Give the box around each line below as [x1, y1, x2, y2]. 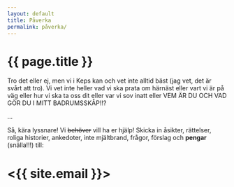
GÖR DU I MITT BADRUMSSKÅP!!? [7, 99, 107, 107]
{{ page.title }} [7, 53, 94, 69]
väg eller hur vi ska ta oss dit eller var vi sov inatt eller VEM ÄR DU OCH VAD [7, 92, 227, 100]
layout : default [7, 10, 54, 18]
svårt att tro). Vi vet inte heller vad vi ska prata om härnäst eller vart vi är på [7, 84, 225, 92]
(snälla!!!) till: [7, 141, 44, 149]
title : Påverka [7, 17, 52, 24]
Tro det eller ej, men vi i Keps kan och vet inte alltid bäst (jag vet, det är [7, 76, 212, 85]
